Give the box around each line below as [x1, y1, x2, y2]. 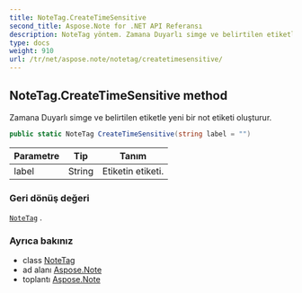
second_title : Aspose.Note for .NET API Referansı [9, 22, 203, 31]
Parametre [13, 149, 60, 162]
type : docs [9, 38, 50, 48]
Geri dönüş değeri [9, 191, 90, 204]
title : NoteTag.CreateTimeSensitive [9, 13, 147, 22]
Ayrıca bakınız [9, 235, 74, 247]
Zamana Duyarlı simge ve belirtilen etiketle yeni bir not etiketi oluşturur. [9, 111, 272, 122]
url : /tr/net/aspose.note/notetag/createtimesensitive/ [9, 55, 223, 64]
